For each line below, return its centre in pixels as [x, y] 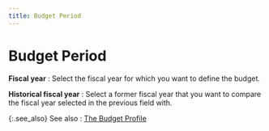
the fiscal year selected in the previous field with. [90, 103]
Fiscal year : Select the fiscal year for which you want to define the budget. [134, 78]
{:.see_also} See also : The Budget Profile [78, 118]
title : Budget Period [45, 16]
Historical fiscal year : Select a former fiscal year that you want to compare [135, 94]
